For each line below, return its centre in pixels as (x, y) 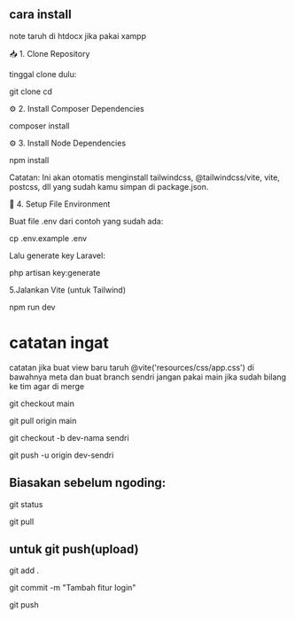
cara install (41, 15)
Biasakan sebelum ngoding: (88, 483)
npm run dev (32, 307)
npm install (29, 160)
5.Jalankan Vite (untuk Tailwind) (68, 290)
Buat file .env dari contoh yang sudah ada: (86, 221)
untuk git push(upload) (74, 549)
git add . (24, 570)
